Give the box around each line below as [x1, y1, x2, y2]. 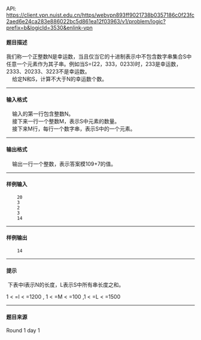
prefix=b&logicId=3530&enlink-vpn [6, 24, 93, 31]
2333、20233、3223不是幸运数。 [6, 68, 91, 75]
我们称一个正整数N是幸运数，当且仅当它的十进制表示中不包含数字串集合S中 [6, 53, 192, 60]
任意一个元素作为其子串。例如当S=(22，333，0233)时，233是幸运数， [6, 60, 181, 68]
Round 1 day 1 [6, 327, 40, 334]
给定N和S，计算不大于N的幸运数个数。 [11, 75, 108, 83]
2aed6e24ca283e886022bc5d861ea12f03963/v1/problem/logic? [6, 18, 166, 25]
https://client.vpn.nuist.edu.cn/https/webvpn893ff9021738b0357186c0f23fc [6, 11, 195, 19]
